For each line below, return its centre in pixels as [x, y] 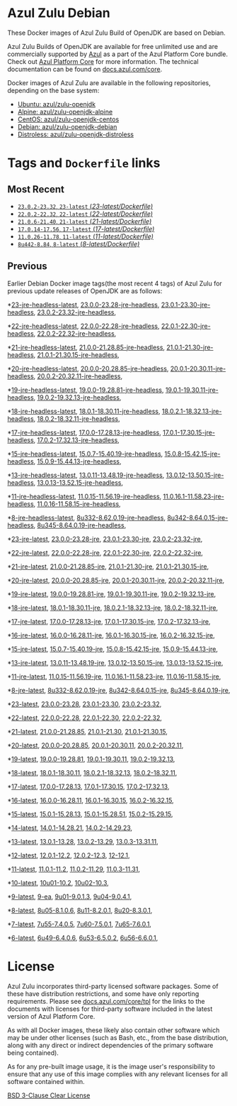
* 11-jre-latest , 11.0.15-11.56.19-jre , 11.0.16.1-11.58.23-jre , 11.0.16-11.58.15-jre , [114, 677]
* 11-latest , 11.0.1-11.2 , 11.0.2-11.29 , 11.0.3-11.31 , [74, 869]
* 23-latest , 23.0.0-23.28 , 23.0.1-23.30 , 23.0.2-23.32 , [85, 703]
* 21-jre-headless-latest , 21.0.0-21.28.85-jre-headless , [86, 347]
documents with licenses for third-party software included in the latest [110, 1009]
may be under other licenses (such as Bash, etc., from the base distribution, [118, 1037]
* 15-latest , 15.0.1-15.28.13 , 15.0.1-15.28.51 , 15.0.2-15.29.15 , [90, 814]
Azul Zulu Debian [59, 13]
